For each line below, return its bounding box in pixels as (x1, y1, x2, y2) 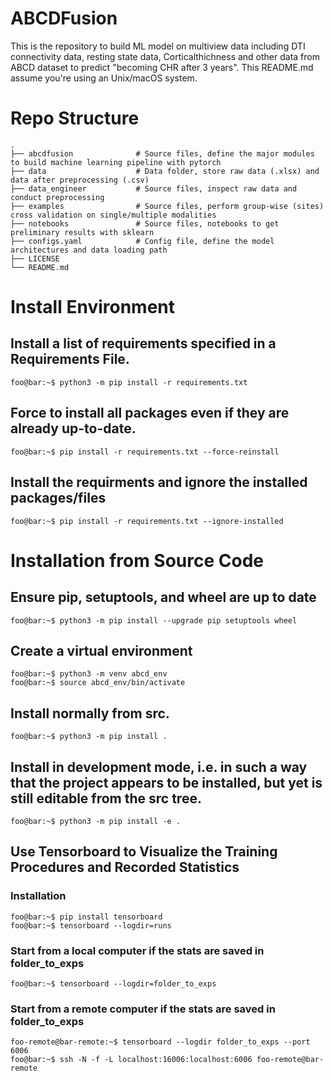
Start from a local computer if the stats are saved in (10, 943, 265, 957)
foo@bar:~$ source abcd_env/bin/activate (10, 678, 186, 688)
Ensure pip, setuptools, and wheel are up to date (10, 589, 317, 606)
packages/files (10, 490, 107, 507)
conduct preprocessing (10, 192, 105, 202)
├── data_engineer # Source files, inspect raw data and (10, 183, 298, 194)
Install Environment (10, 296, 176, 319)
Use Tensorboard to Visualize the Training (10, 843, 278, 861)
